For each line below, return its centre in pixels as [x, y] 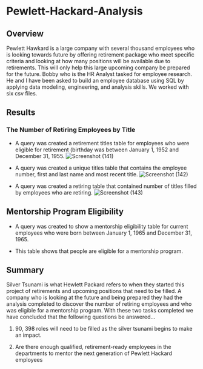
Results [21, 113]
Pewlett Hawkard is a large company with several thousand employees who [101, 48]
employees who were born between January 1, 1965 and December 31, [104, 233]
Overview [25, 34]
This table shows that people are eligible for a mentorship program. [99, 251]
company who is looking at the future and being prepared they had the [95, 298]
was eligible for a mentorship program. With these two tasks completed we [100, 311]
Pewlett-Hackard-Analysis [75, 11]
